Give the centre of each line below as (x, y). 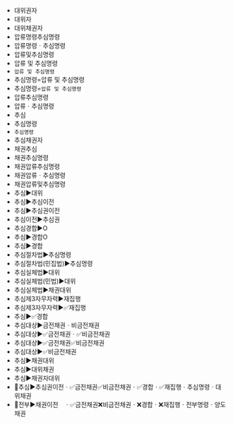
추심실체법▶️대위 (37, 272)
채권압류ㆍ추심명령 (40, 175)
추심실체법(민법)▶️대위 (45, 281)
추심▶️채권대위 (34, 361)
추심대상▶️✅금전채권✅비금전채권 (59, 343)
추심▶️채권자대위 (37, 378)
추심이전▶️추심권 (37, 219)
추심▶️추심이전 (34, 202)
